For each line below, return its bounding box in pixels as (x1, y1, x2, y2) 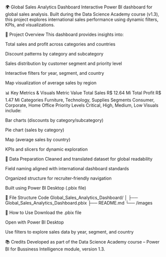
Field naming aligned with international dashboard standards (5, 166, 129, 171)
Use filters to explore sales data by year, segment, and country (5, 229, 134, 235)
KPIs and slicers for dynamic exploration (5, 146, 88, 152)
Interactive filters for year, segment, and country (5, 70, 104, 76)
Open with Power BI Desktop (5, 219, 64, 225)
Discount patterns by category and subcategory (5, 51, 103, 56)
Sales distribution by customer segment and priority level (5, 60, 122, 66)
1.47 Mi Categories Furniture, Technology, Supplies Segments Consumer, (5, 97, 155, 103)
